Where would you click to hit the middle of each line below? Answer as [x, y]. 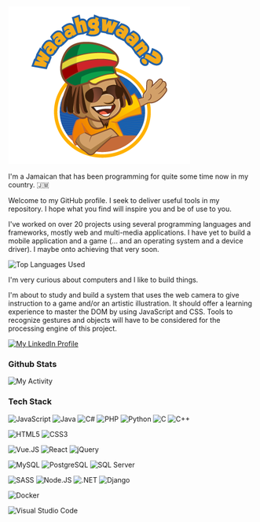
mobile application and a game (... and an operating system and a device [126, 241]
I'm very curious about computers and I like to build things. [103, 280]
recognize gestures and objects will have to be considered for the [114, 320]
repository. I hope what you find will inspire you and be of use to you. [120, 209]
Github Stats [33, 364]
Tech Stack [30, 402]
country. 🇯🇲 [29, 185]
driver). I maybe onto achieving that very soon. [84, 249]
